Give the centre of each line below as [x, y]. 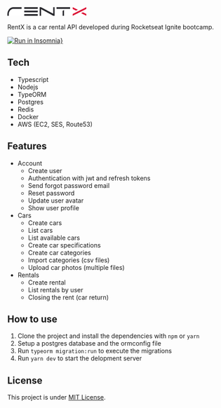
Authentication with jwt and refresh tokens [89, 178]
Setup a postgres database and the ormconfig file [89, 344]
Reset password [51, 193]
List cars [40, 230]
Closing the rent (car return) [68, 297]
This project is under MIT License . [57, 397]
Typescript [33, 79]
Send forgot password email [69, 185]
